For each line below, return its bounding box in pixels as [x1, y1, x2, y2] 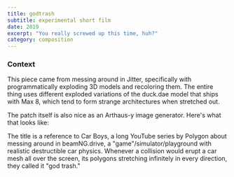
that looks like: [7, 118, 49, 127]
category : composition [7, 36, 74, 43]
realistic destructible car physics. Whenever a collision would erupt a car [7, 147, 217, 155]
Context [7, 59, 36, 69]
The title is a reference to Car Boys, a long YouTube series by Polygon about [7, 132, 228, 141]
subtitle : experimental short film [7, 17, 111, 24]
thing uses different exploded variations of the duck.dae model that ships [7, 90, 219, 99]
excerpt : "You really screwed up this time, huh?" [7, 29, 158, 37]
